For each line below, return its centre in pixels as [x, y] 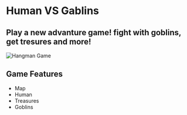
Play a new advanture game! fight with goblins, [94, 33]
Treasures [27, 100]
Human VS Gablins [53, 11]
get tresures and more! [49, 41]
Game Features [35, 74]
